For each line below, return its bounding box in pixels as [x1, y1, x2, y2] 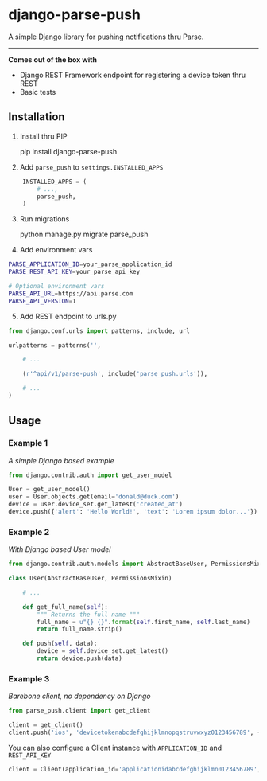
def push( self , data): [22, 639, 98, 648]
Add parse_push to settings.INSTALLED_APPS [19, 162, 164, 172]
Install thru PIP [19, 131, 68, 141]
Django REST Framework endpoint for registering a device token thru [19, 70, 246, 80]
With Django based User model [8, 545, 111, 554]
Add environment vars [19, 245, 93, 255]
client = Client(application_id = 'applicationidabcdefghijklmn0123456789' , [8, 765, 261, 773]
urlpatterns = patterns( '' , [8, 341, 102, 349]
